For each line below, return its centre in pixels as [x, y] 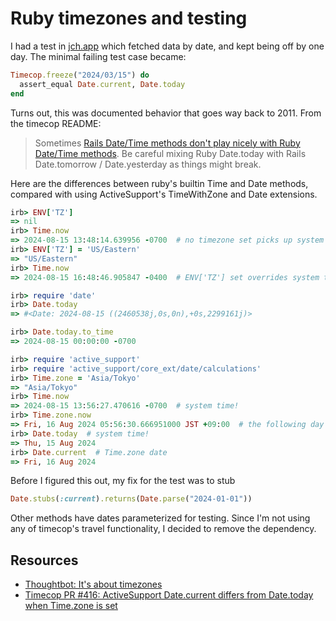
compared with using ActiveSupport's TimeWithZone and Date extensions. [164, 194]
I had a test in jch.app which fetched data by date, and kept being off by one [167, 46]
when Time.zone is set [71, 606]
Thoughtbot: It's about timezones [93, 584]
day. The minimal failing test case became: [98, 56]
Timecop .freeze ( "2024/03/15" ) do [80, 75]
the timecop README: [56, 123]
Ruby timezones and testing [129, 18]
